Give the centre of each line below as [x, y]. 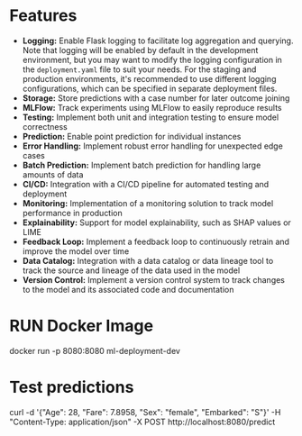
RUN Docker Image [82, 326]
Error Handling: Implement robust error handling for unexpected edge [153, 146]
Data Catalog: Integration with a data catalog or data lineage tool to [148, 260]
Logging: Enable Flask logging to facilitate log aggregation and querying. [158, 41]
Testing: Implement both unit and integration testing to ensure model [151, 117]
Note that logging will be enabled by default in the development [140, 50]
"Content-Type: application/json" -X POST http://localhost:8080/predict [142, 422]
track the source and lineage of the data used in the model [131, 270]
